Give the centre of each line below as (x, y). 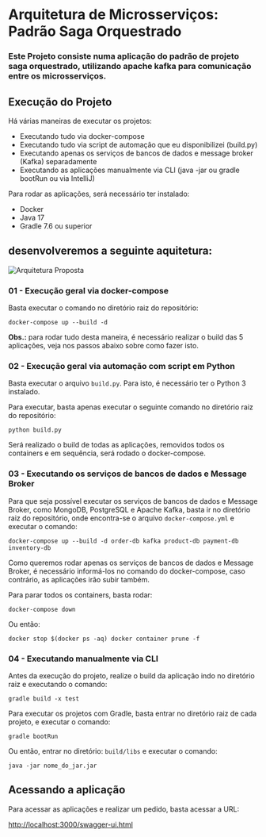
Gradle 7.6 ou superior (56, 226)
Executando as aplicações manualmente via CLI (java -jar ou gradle (129, 170)
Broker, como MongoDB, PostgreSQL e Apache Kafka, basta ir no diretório (129, 509)
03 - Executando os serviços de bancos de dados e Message (127, 474)
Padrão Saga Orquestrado (95, 31)
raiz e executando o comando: (58, 684)
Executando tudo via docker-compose (82, 136)
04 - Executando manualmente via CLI (83, 658)
